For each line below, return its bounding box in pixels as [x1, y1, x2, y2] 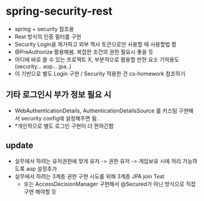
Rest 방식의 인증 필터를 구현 [14, 32, 82, 40]
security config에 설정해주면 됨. [21, 114, 98, 122]
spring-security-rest [5, 4, 113, 18]
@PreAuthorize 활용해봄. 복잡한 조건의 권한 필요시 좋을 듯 [14, 48, 154, 56]
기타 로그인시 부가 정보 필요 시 [5, 90, 112, 100]
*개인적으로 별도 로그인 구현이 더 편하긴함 [14, 122, 114, 130]
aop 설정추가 [26, 165, 57, 172]
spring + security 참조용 [14, 25, 75, 32]
